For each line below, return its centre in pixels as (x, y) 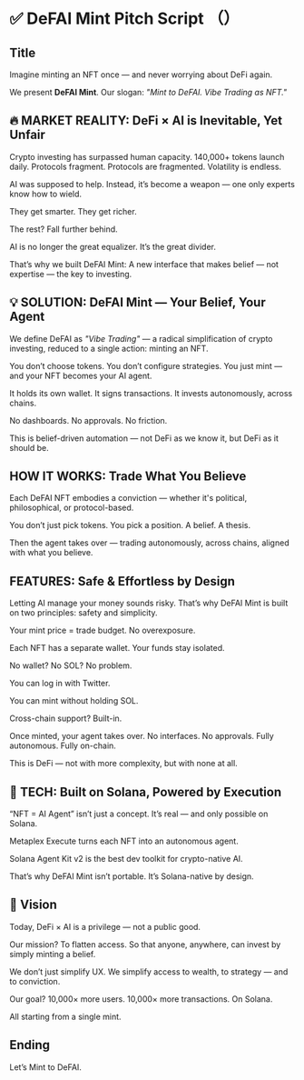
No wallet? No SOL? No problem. (71, 665)
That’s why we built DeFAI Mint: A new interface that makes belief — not (144, 264)
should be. (29, 447)
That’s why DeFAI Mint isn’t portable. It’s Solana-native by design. (132, 876)
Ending (30, 1045)
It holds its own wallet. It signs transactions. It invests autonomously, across (151, 393)
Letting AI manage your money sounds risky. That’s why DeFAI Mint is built (149, 603)
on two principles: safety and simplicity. (83, 613)
